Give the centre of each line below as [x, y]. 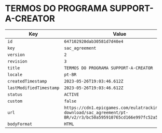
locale [15, 74]
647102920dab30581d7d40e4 [94, 41]
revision [17, 61]
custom [15, 101]
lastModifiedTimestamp [33, 88]
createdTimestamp [27, 81]
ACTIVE [71, 94]
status [15, 94]
